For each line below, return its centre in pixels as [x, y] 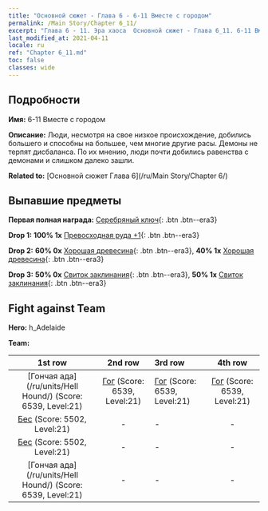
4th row [233, 362]
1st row [52, 362]
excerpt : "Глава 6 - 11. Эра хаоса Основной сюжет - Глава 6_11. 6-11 [130, 30]
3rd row [169, 362]
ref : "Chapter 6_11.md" [48, 53]
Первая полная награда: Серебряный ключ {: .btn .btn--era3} [113, 220]
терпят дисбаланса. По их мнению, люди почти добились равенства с [128, 152]
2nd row [123, 362]
